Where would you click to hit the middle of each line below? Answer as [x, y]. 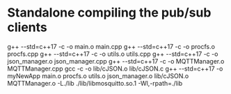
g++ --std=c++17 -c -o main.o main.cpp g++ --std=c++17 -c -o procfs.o [111, 46]
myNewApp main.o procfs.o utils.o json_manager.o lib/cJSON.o [98, 76]
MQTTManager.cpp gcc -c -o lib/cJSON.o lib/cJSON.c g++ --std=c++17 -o [115, 68]
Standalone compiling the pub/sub [109, 13]
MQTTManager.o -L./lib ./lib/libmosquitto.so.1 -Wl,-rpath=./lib [95, 83]
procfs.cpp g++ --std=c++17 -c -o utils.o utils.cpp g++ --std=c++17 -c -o [113, 54]
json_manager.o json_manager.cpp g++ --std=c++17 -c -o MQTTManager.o [116, 61]
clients [27, 27]
